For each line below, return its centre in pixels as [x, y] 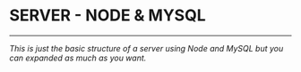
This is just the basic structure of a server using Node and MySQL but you [146, 48]
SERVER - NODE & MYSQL [107, 16]
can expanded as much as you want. [78, 58]
